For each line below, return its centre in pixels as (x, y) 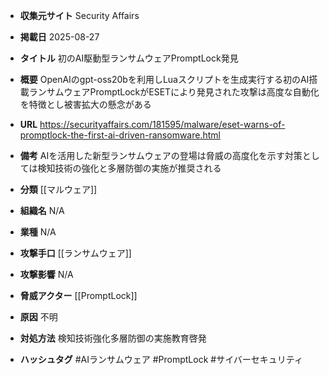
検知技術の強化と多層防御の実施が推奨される (129, 168)
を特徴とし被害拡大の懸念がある (85, 104)
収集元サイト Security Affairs (79, 15)
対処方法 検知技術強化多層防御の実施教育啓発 (113, 338)
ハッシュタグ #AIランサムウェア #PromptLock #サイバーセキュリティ (161, 359)
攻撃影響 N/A (46, 274)
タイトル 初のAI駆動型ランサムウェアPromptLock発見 (129, 58)
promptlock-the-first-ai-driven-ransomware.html (120, 135)
